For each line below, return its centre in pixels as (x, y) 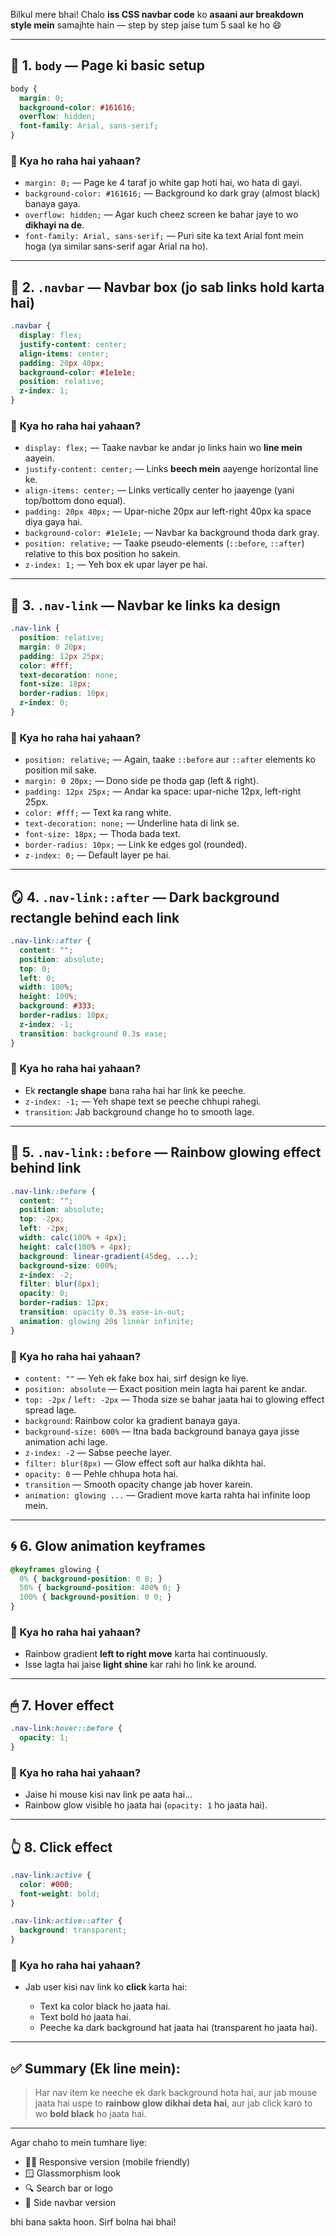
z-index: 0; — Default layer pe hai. (98, 855)
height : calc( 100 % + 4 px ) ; (75, 1247)
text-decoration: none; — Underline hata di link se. (132, 823)
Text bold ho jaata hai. (85, 2017)
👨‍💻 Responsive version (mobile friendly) (107, 2162)
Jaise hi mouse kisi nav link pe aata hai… (108, 1795)
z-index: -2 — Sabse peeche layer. (98, 1452)
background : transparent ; (73, 1930)
